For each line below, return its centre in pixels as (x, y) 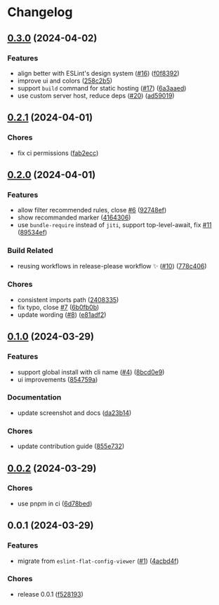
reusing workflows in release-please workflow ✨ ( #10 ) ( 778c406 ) (112, 266)
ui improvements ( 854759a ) (58, 379)
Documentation (34, 397)
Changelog (40, 12)
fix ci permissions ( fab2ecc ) (58, 153)
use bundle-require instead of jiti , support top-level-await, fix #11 (114, 225)
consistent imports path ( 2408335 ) (68, 299)
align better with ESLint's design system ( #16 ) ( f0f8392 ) (99, 73)
